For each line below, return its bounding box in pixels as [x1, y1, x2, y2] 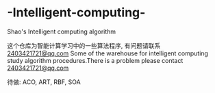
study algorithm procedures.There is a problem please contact [7, 56, 184, 64]
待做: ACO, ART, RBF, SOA [7, 77, 81, 86]
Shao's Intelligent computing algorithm [7, 27, 116, 36]
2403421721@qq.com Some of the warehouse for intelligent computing [7, 49, 209, 57]
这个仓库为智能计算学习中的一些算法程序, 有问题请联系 [7, 41, 161, 49]
